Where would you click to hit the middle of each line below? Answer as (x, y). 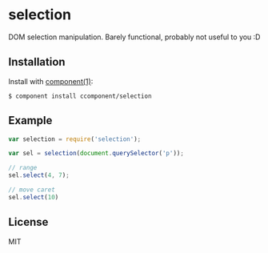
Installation (37, 62)
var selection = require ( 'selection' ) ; (75, 139)
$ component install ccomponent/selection (80, 96)
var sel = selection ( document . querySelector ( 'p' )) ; (96, 154)
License (28, 222)
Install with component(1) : (51, 81)
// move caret (32, 190)
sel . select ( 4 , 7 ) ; (39, 175)
